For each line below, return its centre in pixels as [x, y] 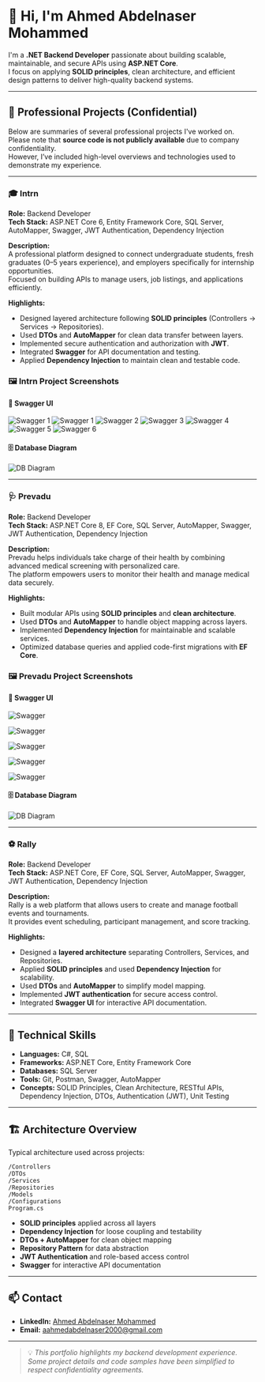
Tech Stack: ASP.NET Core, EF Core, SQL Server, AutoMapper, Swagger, [127, 873]
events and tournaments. [49, 913]
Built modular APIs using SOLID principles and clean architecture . [128, 613]
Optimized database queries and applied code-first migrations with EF [134, 647]
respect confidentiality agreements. [86, 1369]
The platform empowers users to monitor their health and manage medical [129, 574]
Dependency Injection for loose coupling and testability [111, 1231]
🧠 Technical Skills [52, 1035]
